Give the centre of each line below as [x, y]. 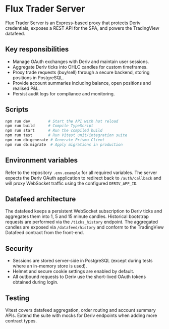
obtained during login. [36, 282]
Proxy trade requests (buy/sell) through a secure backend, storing [81, 72]
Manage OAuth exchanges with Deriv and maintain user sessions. [81, 62]
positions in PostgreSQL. [38, 77]
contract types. [21, 321]
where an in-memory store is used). [50, 266]
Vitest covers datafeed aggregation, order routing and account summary [81, 310]
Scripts [17, 110]
